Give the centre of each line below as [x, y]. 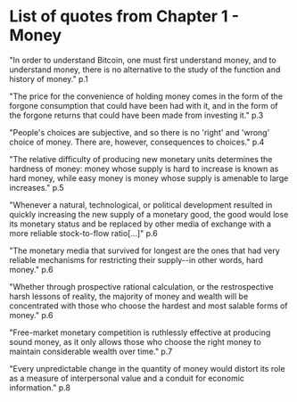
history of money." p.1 [49, 78]
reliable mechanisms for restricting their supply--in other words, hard [136, 259]
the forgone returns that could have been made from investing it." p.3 [136, 115]
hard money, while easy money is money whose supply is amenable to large [149, 178]
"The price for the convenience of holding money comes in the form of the [146, 96]
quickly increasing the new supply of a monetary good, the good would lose [149, 214]
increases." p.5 [37, 187]
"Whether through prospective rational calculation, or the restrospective [141, 286]
